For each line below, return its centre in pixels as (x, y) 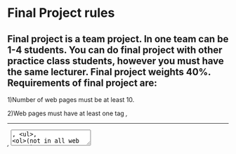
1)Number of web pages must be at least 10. (71, 100)
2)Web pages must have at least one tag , (67, 113)
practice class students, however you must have (116, 61)
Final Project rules (61, 13)
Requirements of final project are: (83, 83)
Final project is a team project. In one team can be (118, 39)
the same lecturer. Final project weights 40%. (109, 72)
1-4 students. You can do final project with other (115, 50)
